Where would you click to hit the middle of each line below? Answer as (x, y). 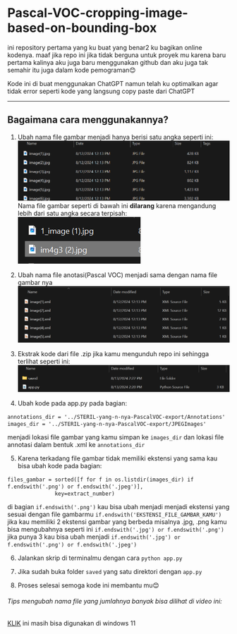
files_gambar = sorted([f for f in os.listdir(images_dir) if (101, 480)
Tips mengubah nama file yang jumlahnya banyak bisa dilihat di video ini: (115, 602)
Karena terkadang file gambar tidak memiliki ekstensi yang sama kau (117, 458)
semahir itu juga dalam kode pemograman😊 (72, 70)
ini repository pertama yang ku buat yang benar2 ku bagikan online (105, 47)
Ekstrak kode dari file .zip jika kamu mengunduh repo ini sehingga (113, 354)
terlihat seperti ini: (44, 362)
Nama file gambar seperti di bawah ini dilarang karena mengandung (117, 206)
